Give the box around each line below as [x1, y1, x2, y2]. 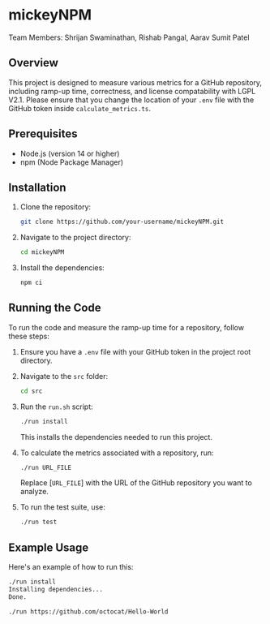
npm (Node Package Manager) [19, 157, 124, 167]
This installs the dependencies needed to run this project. [19, 432, 213, 441]
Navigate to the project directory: [19, 233, 131, 243]
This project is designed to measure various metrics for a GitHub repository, [8, 77, 262, 87]
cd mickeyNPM [19, 248, 65, 256]
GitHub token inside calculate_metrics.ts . [8, 103, 152, 113]
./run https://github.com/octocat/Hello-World [8, 607, 169, 616]
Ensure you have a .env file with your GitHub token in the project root [19, 346, 251, 356]
